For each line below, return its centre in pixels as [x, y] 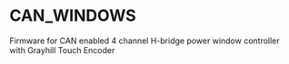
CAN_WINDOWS [73, 16]
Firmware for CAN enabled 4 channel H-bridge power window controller [144, 41]
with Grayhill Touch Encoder [62, 50]
